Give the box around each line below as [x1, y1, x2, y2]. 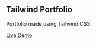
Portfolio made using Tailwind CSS [6, 20, 91, 27]
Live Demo [6, 32, 33, 39]
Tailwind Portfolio [6, 5, 73, 15]
